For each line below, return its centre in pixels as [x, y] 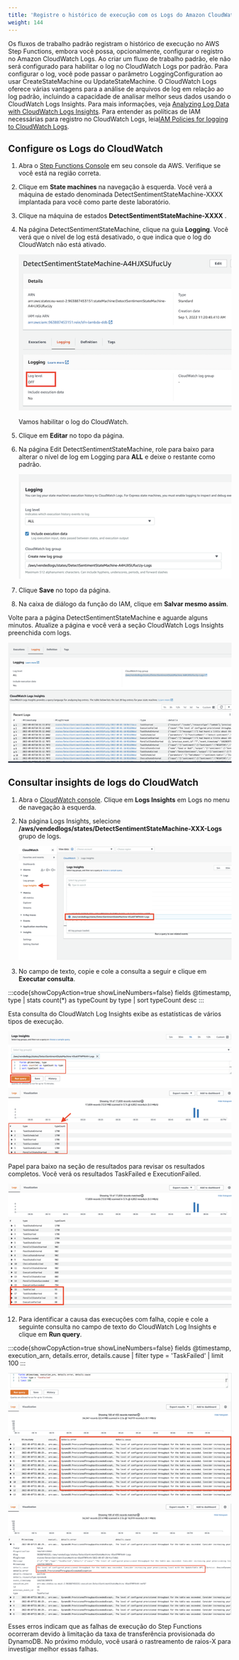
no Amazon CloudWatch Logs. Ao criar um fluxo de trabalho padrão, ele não [119, 59]
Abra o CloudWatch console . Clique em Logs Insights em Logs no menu [124, 800]
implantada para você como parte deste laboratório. [94, 202]
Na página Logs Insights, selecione [70, 821]
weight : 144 [26, 22]
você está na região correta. [60, 173]
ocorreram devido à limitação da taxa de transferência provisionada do [112, 1634]
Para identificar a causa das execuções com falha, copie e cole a [113, 1319]
